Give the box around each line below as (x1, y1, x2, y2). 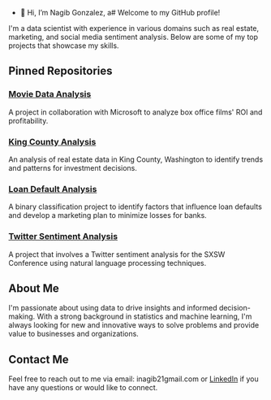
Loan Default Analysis (8, 183, 97, 194)
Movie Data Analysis (8, 89, 92, 100)
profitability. (8, 115, 49, 125)
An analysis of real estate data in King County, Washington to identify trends (8, 154, 264, 164)
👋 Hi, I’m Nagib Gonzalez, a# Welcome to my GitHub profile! (19, 8, 221, 17)
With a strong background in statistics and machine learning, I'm (37, 311, 252, 321)
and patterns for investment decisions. (8, 163, 138, 172)
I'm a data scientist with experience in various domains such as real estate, (8, 24, 260, 33)
